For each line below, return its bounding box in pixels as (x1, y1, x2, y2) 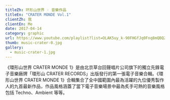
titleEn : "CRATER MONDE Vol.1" (5, 12, 71, 17)
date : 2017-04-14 (5, 26, 42, 31)
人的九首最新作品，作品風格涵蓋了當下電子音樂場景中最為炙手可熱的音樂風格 (5, 83, 165, 89)
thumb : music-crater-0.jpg (5, 40, 62, 45)
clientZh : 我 (5, 17, 32, 22)
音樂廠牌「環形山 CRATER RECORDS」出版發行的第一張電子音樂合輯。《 (9, 70, 159, 76)
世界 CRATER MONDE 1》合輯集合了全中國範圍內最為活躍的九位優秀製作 (14, 77, 164, 83)
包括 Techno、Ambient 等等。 (5, 89, 67, 95)
